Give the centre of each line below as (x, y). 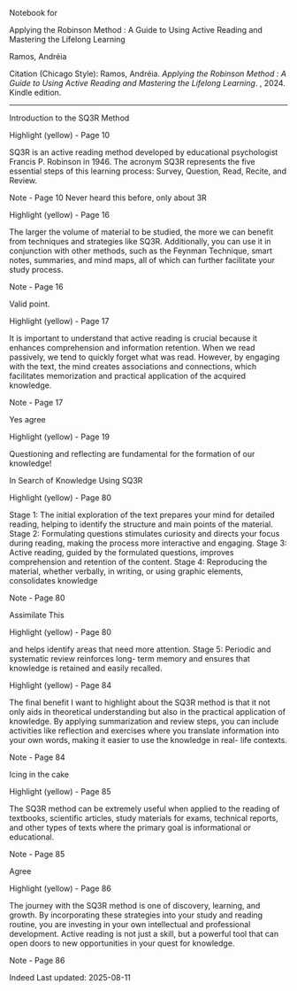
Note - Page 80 (37, 598)
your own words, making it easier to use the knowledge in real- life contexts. (148, 740)
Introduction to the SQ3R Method (69, 118)
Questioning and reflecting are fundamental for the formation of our (132, 454)
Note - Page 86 (37, 960)
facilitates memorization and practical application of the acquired (127, 376)
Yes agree (27, 419)
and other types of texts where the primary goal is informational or (130, 828)
